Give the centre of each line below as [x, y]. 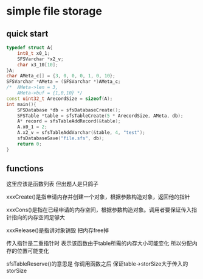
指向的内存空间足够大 [38, 217]
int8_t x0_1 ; [34, 53]
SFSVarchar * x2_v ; [40, 59]
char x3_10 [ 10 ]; [38, 65]
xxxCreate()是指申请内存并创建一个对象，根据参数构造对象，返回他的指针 [98, 197]
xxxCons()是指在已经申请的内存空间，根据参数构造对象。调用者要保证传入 [99, 210]
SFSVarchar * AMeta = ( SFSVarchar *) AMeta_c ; [64, 82]
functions [25, 169]
